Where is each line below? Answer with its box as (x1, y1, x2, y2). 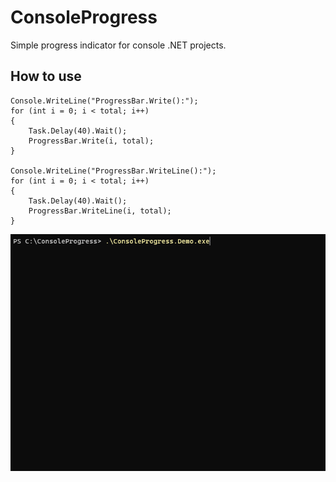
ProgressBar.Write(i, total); (28, 136, 155, 146)
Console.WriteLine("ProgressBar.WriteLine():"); (10, 166, 217, 176)
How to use (10, 68, 82, 85)
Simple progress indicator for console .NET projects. (10, 39, 227, 51)
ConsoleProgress (10, 6, 158, 29)
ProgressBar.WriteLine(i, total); (28, 206, 172, 216)
